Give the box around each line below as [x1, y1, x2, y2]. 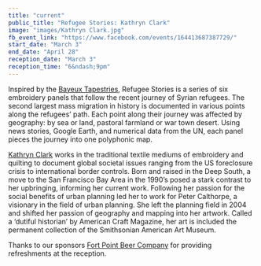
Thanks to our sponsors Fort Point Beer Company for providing [8, 240, 212, 249]
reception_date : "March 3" [8, 56, 97, 64]
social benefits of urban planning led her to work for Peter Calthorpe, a [8, 191, 237, 201]
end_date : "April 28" [8, 48, 79, 56]
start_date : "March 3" [8, 41, 83, 49]
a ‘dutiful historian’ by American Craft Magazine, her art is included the [8, 216, 237, 226]
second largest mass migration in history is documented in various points [8, 101, 245, 110]
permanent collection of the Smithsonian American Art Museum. [8, 225, 216, 235]
